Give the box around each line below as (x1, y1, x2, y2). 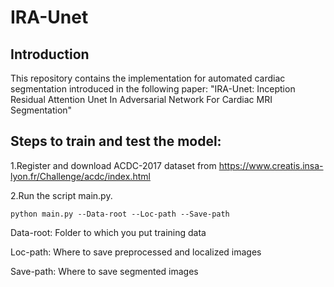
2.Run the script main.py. (10, 189, 113, 201)
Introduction (10, 46, 90, 63)
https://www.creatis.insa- (218, 159, 324, 171)
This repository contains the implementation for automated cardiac (10, 72, 286, 84)
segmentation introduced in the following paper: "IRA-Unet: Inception (10, 83, 296, 95)
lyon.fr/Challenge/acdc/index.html (10, 170, 151, 182)
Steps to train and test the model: (10, 133, 222, 150)
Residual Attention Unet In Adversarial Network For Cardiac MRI (10, 94, 273, 105)
